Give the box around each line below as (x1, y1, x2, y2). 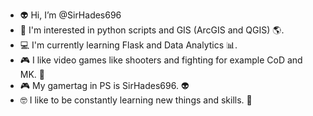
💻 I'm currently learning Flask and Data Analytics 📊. (19, 39, 238, 51)
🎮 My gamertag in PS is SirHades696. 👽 (19, 80, 190, 91)
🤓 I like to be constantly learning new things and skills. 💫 (19, 94, 253, 106)
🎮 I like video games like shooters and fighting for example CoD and (19, 54, 303, 66)
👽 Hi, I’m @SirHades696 (19, 9, 122, 21)
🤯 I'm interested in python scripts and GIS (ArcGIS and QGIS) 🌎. (19, 24, 285, 36)
